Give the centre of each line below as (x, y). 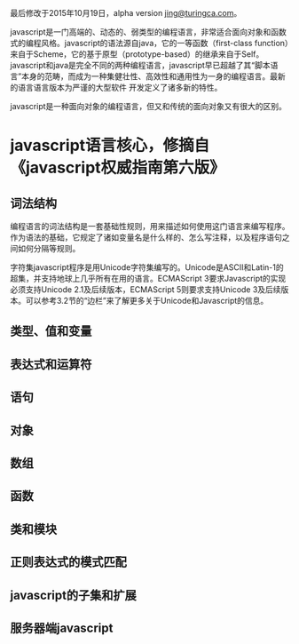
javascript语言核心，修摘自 (110, 146)
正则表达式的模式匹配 (68, 562)
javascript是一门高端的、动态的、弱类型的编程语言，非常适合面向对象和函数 (149, 32)
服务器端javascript (62, 628)
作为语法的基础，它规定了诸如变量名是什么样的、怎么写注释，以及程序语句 (146, 237)
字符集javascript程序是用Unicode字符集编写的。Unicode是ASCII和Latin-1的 (147, 267)
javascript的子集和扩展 (73, 595)
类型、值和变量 (51, 331)
